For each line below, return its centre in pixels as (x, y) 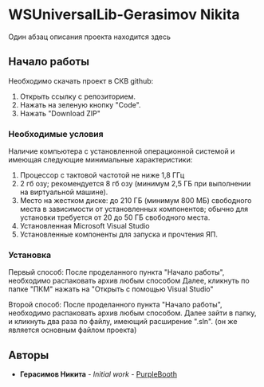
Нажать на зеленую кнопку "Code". (80, 104)
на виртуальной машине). (64, 192)
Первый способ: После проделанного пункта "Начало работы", (116, 272)
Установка (30, 255)
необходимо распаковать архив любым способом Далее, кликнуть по (129, 281)
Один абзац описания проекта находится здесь (90, 37)
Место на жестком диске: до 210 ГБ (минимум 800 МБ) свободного (136, 201)
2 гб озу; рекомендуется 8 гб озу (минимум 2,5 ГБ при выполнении (135, 184)
